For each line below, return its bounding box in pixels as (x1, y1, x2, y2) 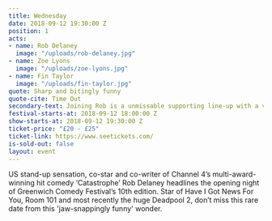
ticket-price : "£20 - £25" (8, 125, 100, 133)
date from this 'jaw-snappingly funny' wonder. (8, 204, 163, 214)
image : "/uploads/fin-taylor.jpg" (15, 79, 132, 87)
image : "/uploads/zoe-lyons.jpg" (15, 65, 129, 73)
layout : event (8, 147, 57, 155)
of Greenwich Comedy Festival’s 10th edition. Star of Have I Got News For (8, 187, 254, 197)
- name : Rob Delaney (8, 42, 79, 50)
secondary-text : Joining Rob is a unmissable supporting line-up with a (8, 102, 259, 110)
